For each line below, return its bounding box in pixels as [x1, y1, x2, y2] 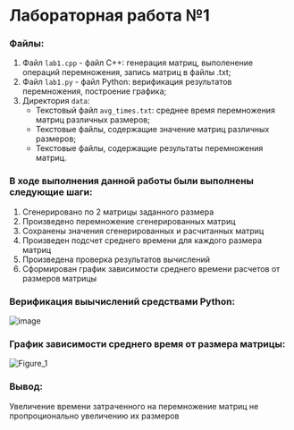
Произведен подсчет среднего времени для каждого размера [21, 234, 262, 246]
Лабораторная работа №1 [9, 5, 210, 26]
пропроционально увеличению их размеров [9, 410, 180, 421]
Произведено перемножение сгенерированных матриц [21, 215, 236, 226]
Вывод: [9, 381, 43, 393]
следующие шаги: [9, 186, 93, 198]
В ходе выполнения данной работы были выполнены [9, 175, 255, 188]
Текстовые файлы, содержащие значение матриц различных [35, 124, 270, 135]
